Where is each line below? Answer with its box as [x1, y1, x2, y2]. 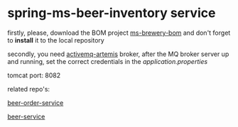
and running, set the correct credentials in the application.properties [7, 57, 208, 65]
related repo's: [7, 84, 50, 93]
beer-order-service [7, 98, 64, 107]
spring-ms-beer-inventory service [7, 5, 216, 21]
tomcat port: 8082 [7, 71, 61, 79]
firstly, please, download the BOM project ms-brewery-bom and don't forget [7, 28, 231, 37]
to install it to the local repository [7, 35, 104, 44]
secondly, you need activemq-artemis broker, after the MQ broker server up [7, 50, 229, 58]
